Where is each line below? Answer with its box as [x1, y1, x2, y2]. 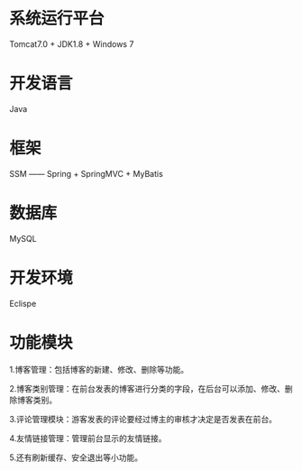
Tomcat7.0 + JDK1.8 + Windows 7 [9, 38, 134, 50]
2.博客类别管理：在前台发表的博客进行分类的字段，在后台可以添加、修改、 [9, 383, 286, 393]
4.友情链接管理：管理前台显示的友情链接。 [9, 432, 167, 443]
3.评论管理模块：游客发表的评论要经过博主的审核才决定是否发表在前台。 [9, 413, 278, 424]
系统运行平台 [9, 8, 105, 29]
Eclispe [9, 298, 37, 309]
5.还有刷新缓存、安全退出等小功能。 [9, 452, 142, 463]
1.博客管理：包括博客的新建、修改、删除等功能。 [9, 364, 189, 374]
